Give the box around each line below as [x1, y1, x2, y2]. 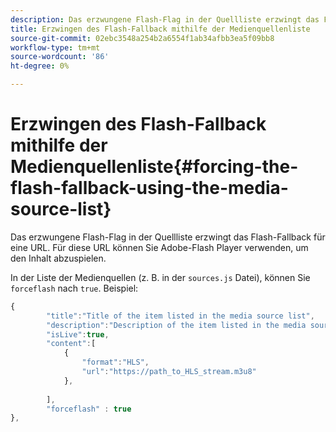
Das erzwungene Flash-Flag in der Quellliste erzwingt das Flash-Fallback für [10, 231, 326, 243]
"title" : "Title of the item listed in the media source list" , [46, 311, 315, 321]
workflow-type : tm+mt [10, 42, 101, 53]
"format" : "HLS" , [81, 357, 150, 368]
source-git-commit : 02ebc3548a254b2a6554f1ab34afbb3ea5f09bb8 [10, 33, 275, 43]
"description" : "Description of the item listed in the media [46, 320, 307, 330]
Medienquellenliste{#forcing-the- [10, 156, 299, 178]
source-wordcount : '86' [10, 52, 110, 62]
